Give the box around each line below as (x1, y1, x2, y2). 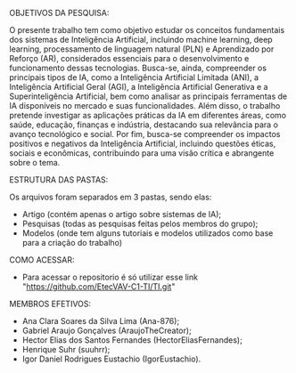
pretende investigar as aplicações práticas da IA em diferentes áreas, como (9, 110, 287, 120)
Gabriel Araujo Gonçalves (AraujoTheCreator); (21, 325, 192, 336)
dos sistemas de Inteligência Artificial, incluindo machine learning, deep (9, 35, 274, 45)
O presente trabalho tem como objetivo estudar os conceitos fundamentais (9, 25, 285, 35)
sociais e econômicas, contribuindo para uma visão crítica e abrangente (9, 148, 275, 158)
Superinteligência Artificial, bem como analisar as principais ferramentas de (9, 91, 288, 101)
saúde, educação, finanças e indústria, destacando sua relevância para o (9, 119, 279, 130)
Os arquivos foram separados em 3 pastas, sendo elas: (9, 191, 212, 202)
